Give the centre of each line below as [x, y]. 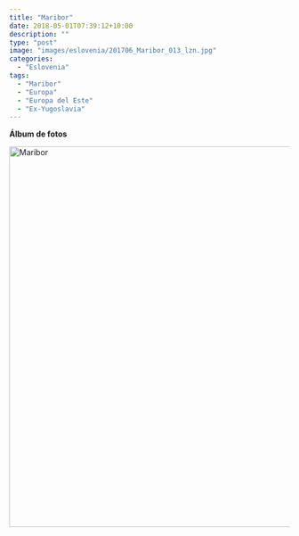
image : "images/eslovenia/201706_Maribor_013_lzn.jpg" [113, 51]
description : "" [39, 34]
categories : [31, 59]
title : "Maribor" [41, 17]
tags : [19, 76]
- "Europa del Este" [55, 100]
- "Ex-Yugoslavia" [52, 109]
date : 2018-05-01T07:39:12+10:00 [71, 26]
